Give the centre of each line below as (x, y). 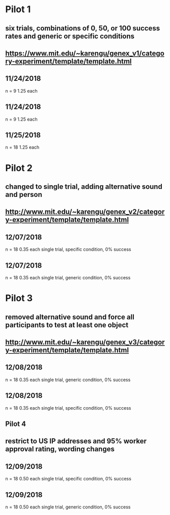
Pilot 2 (19, 168)
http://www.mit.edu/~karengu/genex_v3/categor (85, 342)
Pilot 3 (19, 298)
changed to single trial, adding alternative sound (84, 187)
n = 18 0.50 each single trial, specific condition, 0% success (68, 479)
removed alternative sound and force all (70, 317)
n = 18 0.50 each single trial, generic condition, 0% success (68, 507)
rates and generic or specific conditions (70, 36)
